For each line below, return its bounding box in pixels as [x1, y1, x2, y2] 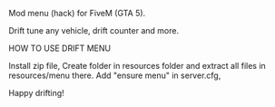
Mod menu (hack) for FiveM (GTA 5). [8, 8, 146, 18]
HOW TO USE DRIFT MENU [8, 43, 111, 53]
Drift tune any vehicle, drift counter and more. [8, 25, 179, 35]
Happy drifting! [8, 88, 64, 98]
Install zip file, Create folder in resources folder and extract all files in [8, 61, 267, 71]
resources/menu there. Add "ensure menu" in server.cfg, [8, 70, 221, 81]
